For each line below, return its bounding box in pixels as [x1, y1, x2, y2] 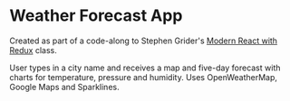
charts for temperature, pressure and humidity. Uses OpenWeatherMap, [9, 71, 278, 82]
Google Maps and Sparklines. [9, 81, 120, 92]
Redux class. [9, 44, 57, 55]
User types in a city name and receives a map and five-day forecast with [9, 62, 281, 73]
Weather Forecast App [9, 5, 183, 26]
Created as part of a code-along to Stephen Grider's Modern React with [9, 35, 278, 46]
